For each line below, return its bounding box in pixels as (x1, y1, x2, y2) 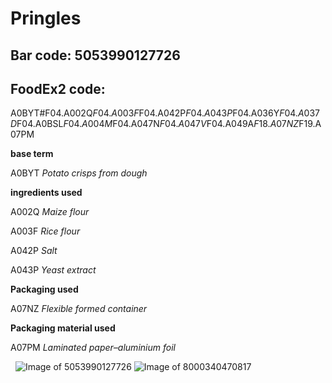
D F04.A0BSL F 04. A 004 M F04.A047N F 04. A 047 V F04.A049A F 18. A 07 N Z (10, 118, 300, 130)
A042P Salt (10, 245, 58, 257)
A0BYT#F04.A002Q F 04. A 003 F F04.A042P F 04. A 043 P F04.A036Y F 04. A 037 (10, 107, 320, 119)
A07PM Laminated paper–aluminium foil (10, 342, 176, 354)
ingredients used (10, 187, 83, 199)
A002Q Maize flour (10, 206, 90, 218)
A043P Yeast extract (10, 264, 97, 276)
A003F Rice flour (10, 225, 81, 237)
